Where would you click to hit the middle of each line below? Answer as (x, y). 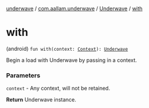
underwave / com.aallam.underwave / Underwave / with (74, 9)
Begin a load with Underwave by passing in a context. (72, 60)
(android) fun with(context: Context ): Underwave (67, 48)
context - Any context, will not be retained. (58, 89)
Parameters (23, 75)
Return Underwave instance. (41, 100)
